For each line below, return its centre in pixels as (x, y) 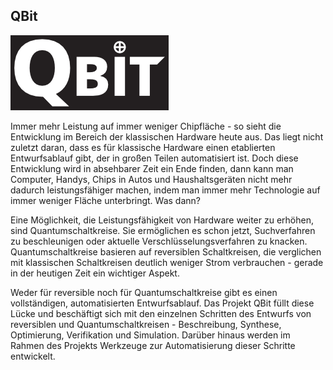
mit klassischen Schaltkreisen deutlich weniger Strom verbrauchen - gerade (167, 262)
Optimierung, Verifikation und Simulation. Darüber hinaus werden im (150, 335)
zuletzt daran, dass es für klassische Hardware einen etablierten (143, 147)
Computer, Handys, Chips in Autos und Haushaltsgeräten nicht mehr (151, 179)
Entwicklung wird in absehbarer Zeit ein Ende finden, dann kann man (152, 168)
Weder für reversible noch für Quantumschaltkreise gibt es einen (144, 292)
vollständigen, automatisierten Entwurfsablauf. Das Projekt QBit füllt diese (162, 303)
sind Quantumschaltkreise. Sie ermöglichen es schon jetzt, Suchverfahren (163, 230)
